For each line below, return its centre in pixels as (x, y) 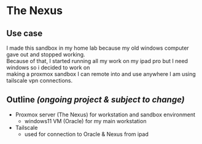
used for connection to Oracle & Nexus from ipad (87, 134)
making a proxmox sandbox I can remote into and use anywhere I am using (101, 74)
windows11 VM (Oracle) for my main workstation (85, 121)
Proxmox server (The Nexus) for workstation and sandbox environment (105, 115)
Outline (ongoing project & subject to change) (96, 100)
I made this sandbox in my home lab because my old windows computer (98, 48)
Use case (25, 33)
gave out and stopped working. (46, 55)
